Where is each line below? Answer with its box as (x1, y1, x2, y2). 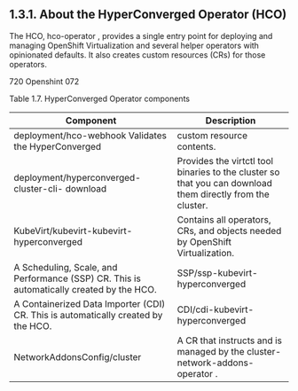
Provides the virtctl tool (176, 154, 273, 167)
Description (205, 114, 256, 127)
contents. (176, 140, 216, 152)
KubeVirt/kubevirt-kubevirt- (13, 224, 133, 237)
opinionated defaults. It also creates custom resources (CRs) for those (9, 49, 266, 60)
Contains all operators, (176, 213, 271, 225)
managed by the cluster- (176, 345, 282, 357)
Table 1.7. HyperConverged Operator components (9, 93, 191, 104)
